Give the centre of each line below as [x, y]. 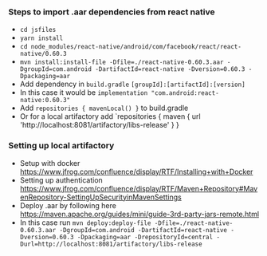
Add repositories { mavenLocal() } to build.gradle [104, 108]
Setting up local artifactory [61, 146]
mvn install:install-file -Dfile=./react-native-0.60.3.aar [122, 62]
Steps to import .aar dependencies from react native [112, 12]
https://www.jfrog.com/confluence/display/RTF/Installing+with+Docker [136, 171]
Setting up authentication [61, 180]
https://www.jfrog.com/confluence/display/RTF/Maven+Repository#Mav [139, 188]
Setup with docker [50, 163]
